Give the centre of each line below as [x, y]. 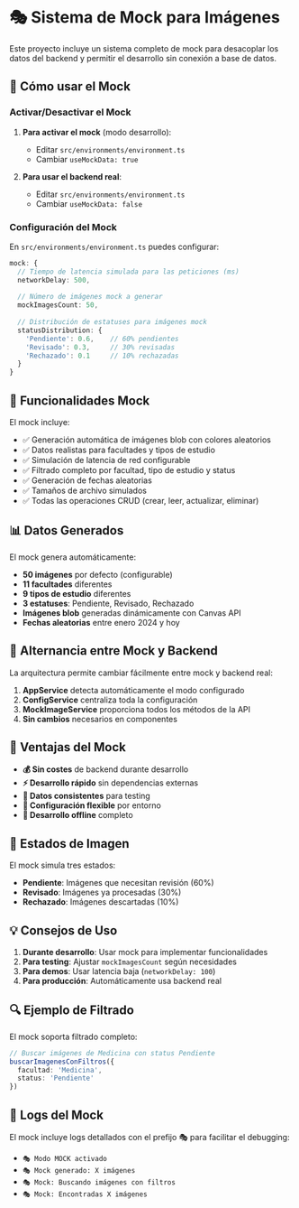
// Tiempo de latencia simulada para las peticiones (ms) [129, 272]
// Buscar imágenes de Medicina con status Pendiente [113, 1053]
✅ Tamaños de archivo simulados [84, 490]
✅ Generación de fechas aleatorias [87, 480]
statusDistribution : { [60, 330]
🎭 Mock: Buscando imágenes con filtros [99, 1183]
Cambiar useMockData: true [87, 159]
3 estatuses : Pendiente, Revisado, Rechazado [108, 603]
